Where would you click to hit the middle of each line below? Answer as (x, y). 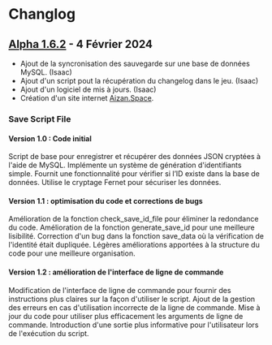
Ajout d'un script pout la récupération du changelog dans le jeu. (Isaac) (139, 81)
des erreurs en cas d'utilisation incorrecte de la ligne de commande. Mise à (134, 307)
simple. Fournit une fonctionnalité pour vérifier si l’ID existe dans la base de (134, 174)
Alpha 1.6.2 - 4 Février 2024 (80, 44)
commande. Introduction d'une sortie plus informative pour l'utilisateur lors (134, 325)
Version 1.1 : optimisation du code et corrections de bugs (106, 201)
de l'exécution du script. (49, 333)
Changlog (42, 14)
